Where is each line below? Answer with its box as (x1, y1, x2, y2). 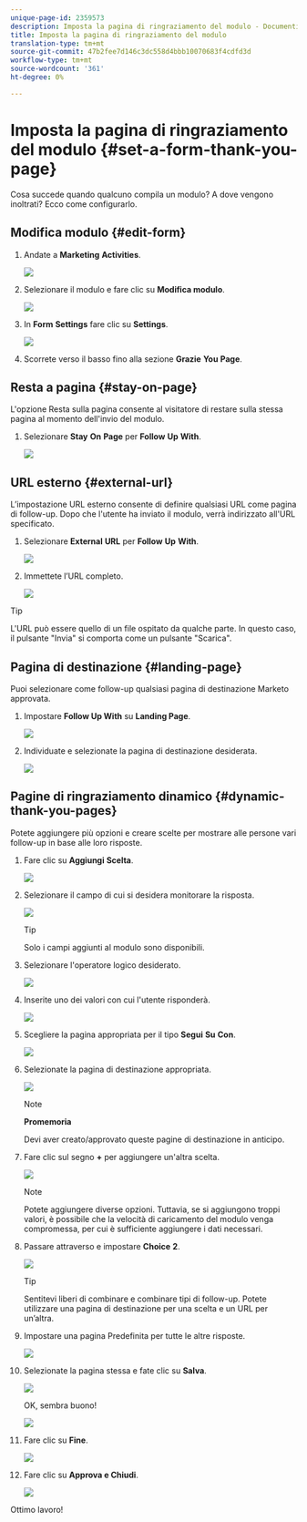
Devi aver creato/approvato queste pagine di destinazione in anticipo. (23, 1134, 285, 1145)
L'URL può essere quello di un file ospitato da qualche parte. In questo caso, (10, 623, 297, 634)
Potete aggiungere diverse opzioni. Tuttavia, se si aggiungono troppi (23, 1204, 281, 1215)
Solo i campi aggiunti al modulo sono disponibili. (23, 941, 205, 952)
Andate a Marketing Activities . (23, 249, 141, 260)
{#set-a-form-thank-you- (99, 139, 298, 159)
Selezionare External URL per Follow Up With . (23, 536, 200, 547)
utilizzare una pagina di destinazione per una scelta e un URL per (23, 1302, 269, 1313)
